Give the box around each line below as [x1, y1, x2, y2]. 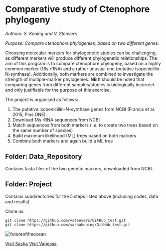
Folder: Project [5, 180, 52, 189]
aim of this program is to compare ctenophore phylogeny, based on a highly [5, 60, 161, 66]
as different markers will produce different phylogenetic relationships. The [5, 55, 158, 61]
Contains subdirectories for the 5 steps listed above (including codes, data [5, 193, 159, 199]
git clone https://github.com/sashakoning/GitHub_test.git [5, 222, 131, 227]
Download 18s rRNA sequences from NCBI [12, 117, 100, 123]
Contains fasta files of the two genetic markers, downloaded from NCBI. [5, 165, 154, 171]
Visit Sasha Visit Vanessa [5, 241, 57, 247]
